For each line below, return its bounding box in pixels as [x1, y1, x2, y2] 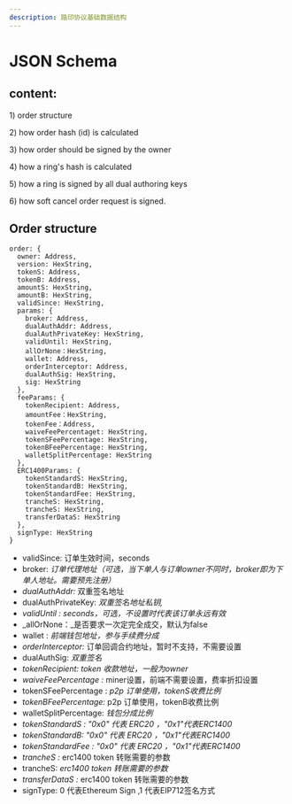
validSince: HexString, [17, 298, 104, 308]
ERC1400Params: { [17, 467, 81, 475]
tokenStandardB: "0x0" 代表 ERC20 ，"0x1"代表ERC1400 [21, 730, 231, 740]
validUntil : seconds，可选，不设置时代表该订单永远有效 [21, 608, 227, 619]
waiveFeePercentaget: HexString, [25, 428, 149, 437]
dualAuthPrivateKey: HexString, [25, 329, 144, 339]
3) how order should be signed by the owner [9, 143, 172, 155]
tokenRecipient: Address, [25, 401, 121, 410]
